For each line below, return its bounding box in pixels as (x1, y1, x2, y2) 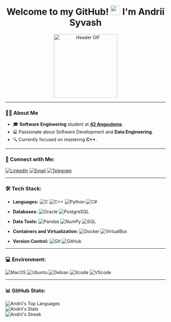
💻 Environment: (5, 256, 46, 263)
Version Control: (12, 238, 48, 244)
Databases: (12, 209, 38, 215)
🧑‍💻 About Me (5, 109, 38, 116)
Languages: (12, 198, 39, 204)
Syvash (69, 17, 102, 28)
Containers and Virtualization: (12, 228, 78, 234)
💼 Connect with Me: (5, 156, 55, 163)
